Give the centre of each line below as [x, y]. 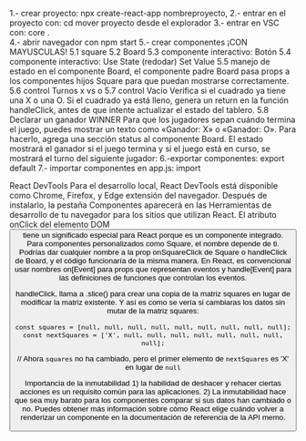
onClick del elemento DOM [60, 224]
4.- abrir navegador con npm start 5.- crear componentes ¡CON [128, 42]
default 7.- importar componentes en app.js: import [105, 168]
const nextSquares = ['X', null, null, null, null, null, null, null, [153, 335]
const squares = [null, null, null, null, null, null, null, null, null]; [153, 327]
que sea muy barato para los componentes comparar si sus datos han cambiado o [153, 400]
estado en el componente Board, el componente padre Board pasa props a [150, 71]
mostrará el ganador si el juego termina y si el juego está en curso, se [140, 149]
